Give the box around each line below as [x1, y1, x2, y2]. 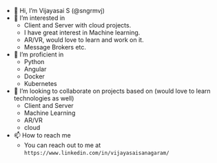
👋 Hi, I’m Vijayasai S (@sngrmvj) [13, 7, 105, 14]
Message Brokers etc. [23, 43, 87, 51]
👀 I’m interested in [13, 14, 65, 22]
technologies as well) [13, 94, 74, 102]
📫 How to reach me [13, 131, 71, 139]
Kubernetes [23, 80, 57, 87]
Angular [23, 65, 47, 73]
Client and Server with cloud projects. [23, 21, 132, 29]
